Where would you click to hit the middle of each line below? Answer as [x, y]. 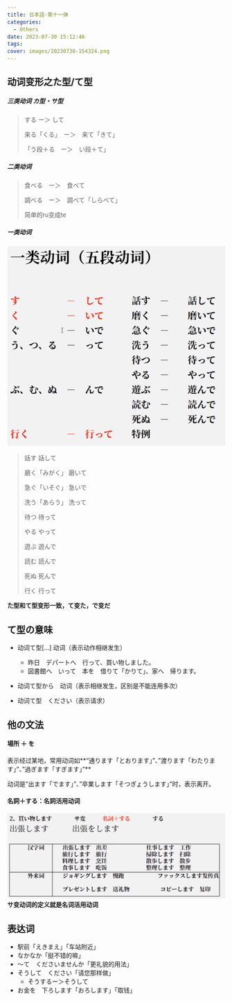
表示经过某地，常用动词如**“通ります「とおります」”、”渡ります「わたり [108, 760]
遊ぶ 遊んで [40, 547]
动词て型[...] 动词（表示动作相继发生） [72, 648]
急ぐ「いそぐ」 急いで [55, 488]
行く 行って [40, 591]
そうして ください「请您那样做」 [66, 973]
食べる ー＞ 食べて [54, 185]
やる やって [40, 532]
